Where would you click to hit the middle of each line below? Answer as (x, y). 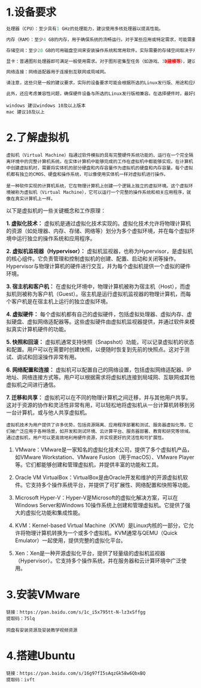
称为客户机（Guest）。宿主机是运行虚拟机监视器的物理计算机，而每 (109, 294)
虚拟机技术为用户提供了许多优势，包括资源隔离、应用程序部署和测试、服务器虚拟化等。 (98, 425)
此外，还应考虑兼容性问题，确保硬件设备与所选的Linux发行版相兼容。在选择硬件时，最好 (100, 94)
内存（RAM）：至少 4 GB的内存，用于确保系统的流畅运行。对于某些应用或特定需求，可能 (97, 40)
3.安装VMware (43, 595)
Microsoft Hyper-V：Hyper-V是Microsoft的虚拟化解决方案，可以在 (96, 498)
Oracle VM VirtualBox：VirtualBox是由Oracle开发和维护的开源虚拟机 (99, 477)
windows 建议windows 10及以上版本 (46, 106)
